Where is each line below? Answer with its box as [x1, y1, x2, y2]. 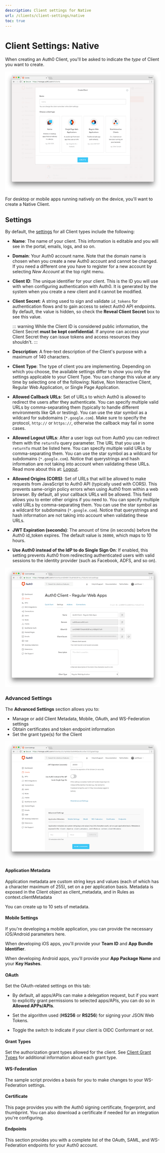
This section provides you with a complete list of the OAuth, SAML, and [5, 1137, 150, 1143]
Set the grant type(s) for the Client [12, 731, 82, 737]
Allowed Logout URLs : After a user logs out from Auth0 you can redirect [12, 435, 160, 441]
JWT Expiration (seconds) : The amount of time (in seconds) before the [12, 527, 158, 533]
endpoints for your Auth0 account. [28, 1142, 98, 1148]
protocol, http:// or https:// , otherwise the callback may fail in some [12, 420, 154, 426]
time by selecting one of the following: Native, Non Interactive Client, [12, 379, 152, 385]
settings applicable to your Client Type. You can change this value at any [12, 374, 160, 380]
